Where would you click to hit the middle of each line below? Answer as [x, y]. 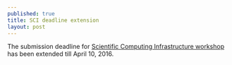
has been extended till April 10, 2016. [61, 54]
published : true [31, 14]
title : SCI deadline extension [53, 20]
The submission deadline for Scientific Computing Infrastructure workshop [116, 47]
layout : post [26, 27]
